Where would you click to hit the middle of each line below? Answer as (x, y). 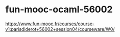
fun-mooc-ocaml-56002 (59, 10)
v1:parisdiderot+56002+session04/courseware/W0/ (60, 29)
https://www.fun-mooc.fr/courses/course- (50, 24)
